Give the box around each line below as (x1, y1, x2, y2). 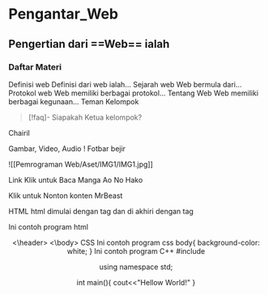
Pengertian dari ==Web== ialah (8, 37, 170, 51)
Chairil (8, 128, 30, 137)
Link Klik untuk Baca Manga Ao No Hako (8, 175, 143, 184)
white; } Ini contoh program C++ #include (66, 246, 206, 255)
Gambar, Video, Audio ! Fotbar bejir (8, 143, 126, 154)
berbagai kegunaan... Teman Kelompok (8, 96, 139, 106)
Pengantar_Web (8, 5, 119, 23)
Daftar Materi (8, 61, 62, 73)
